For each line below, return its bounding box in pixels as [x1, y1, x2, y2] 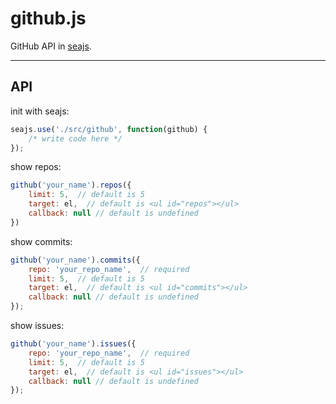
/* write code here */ [28, 133, 123, 144]
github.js [10, 7, 87, 30]
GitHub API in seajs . [10, 40, 92, 52]
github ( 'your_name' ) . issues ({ [10, 339, 137, 349]
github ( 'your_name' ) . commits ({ [10, 255, 141, 265]
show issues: [10, 320, 65, 331]
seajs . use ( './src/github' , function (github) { [10, 124, 208, 134]
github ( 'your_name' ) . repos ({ [10, 180, 132, 191]
